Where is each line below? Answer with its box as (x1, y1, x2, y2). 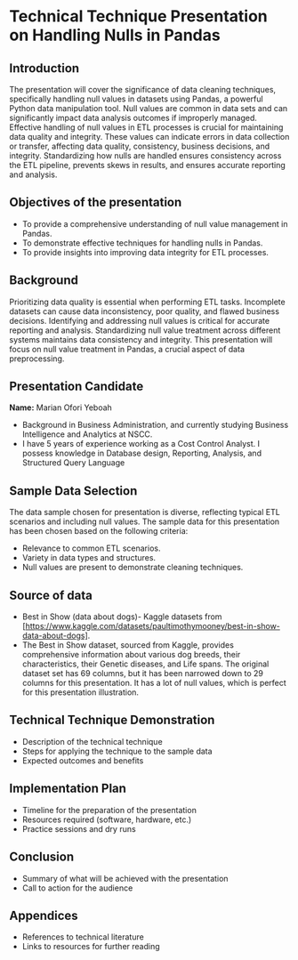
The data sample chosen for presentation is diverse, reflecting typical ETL (9, 507, 280, 518)
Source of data (9, 587, 93, 602)
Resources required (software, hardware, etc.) (21, 814, 192, 825)
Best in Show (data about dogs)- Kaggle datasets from (21, 611, 222, 622)
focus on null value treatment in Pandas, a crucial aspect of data (9, 343, 245, 354)
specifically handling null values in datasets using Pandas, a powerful (9, 93, 264, 104)
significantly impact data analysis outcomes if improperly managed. (9, 113, 258, 123)
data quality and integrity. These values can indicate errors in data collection (9, 132, 290, 141)
